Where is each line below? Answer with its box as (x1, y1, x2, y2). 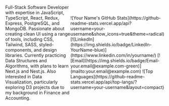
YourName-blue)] (70, 47, 107, 53)
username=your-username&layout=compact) (70, 84, 164, 90)
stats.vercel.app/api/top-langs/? (70, 79, 137, 85)
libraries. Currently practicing (5, 52, 67, 58)
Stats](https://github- (117, 15, 161, 21)
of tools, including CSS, (5, 36, 54, 42)
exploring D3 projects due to (5, 84, 65, 90)
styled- (38, 42, 54, 47)
